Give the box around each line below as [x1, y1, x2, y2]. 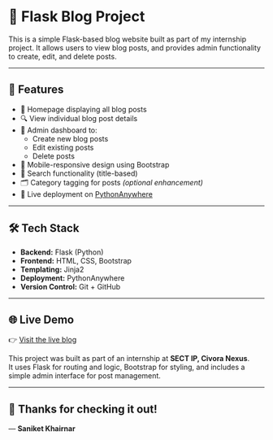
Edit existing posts [32, 142, 94, 152]
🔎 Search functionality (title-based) [19, 168, 138, 178]
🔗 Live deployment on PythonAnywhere [19, 189, 153, 198]
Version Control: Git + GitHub [19, 281, 121, 291]
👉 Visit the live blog [8, 335, 77, 345]
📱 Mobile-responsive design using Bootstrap [19, 159, 170, 169]
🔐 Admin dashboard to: [19, 125, 97, 135]
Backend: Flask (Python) [19, 247, 104, 257]
